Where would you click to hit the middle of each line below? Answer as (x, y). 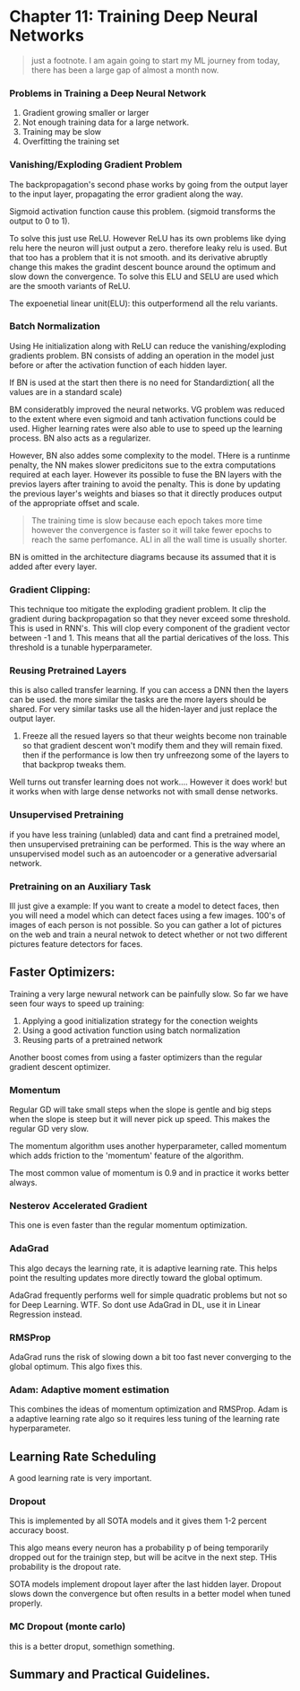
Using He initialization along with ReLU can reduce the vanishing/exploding (148, 346)
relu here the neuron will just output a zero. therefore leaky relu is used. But (148, 248)
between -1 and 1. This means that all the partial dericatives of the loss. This (149, 638)
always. (23, 1183)
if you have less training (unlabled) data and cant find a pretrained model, (145, 834)
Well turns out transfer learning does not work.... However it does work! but (148, 782)
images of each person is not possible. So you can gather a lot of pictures (146, 925)
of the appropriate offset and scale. (75, 503)
